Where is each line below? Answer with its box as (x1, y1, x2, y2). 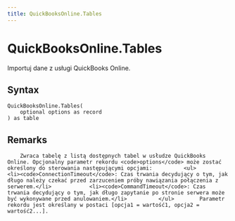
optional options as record (20, 109, 102, 116)
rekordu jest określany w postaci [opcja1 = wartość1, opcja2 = (7, 201, 200, 209)
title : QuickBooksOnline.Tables (7, 10, 102, 18)
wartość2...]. (7, 208, 49, 215)
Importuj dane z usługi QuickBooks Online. (7, 64, 131, 72)
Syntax (7, 83, 39, 95)
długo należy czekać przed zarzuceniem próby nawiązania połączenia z (7, 177, 219, 185)
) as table (7, 115, 39, 122)
